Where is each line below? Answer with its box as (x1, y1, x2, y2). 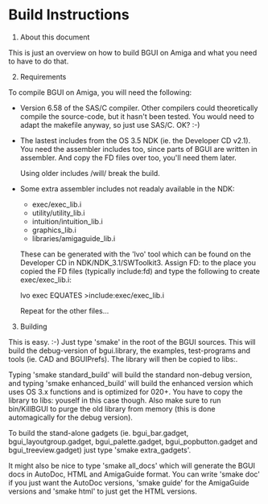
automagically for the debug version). (8, 412, 133, 422)
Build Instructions (8, 6, 130, 24)
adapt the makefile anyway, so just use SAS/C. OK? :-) (19, 120, 200, 129)
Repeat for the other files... (19, 305, 109, 315)
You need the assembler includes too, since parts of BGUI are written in (19, 144, 258, 154)
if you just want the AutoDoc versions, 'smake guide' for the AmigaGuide (8, 477, 249, 487)
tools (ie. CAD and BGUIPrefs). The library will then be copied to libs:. (8, 354, 238, 363)
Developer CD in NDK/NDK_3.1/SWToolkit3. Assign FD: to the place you (19, 257, 256, 267)
